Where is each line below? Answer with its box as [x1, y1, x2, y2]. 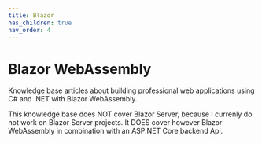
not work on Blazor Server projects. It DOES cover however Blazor [8, 118, 223, 127]
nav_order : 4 [8, 26, 51, 34]
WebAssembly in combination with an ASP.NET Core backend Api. [8, 126, 223, 136]
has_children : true [8, 19, 72, 27]
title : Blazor [8, 11, 55, 20]
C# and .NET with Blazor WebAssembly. [8, 94, 138, 104]
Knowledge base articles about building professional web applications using [8, 86, 255, 95]
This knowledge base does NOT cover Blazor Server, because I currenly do [8, 109, 253, 119]
